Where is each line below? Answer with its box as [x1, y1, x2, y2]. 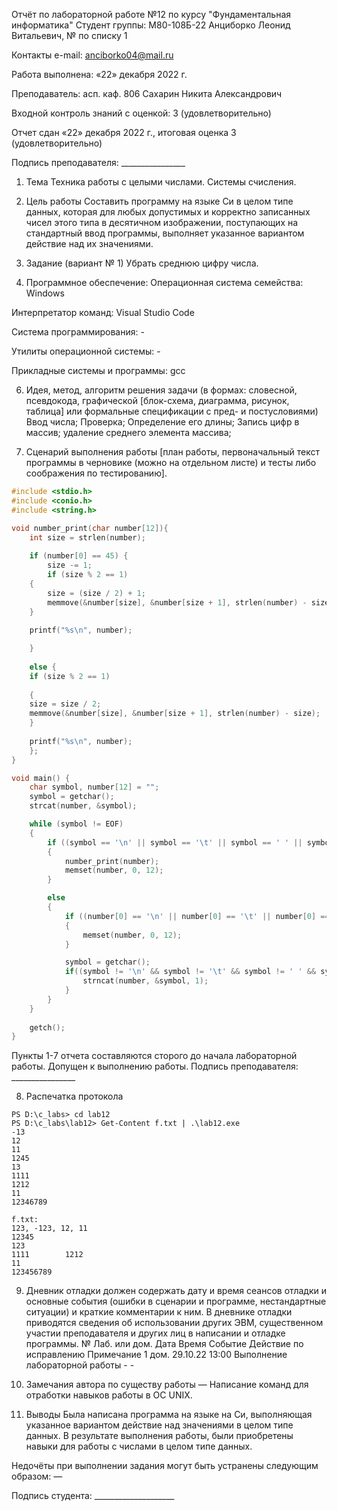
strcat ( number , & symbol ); [29, 801, 138, 811]
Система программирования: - [11, 326, 145, 338]
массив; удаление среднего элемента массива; [25, 427, 232, 438]
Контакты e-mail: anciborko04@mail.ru [11, 49, 174, 61]
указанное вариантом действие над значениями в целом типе [25, 1419, 294, 1431]
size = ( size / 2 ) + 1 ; [47, 588, 146, 598]
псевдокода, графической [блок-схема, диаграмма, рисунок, [25, 395, 290, 406]
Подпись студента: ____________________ [11, 1490, 175, 1502]
